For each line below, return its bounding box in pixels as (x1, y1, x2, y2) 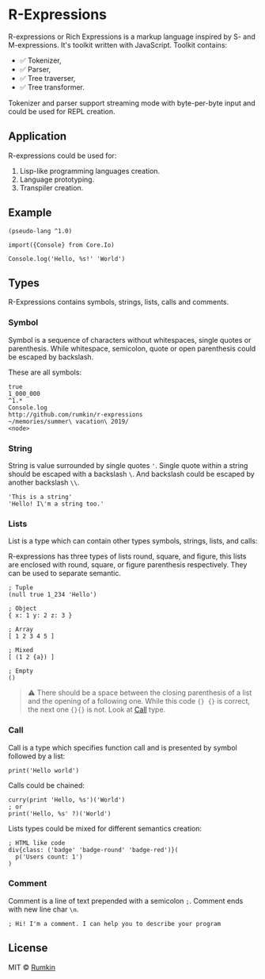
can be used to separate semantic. (8, 569, 121, 578)
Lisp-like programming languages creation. (19, 166, 161, 175)
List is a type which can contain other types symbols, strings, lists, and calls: (8, 536, 258, 546)
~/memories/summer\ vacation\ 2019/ (8, 417, 129, 425)
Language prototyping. (19, 175, 95, 184)
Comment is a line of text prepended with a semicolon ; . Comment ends (8, 896, 244, 905)
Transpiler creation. (19, 182, 84, 192)
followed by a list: (8, 751, 66, 761)
